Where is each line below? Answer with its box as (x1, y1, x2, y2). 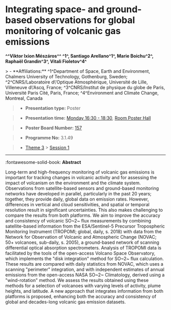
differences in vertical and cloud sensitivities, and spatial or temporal (5, 201, 150, 207)
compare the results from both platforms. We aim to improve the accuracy (5, 212, 160, 218)
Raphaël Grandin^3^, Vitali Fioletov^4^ (5, 58, 87, 64)
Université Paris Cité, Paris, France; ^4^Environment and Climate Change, (5, 90, 159, 96)
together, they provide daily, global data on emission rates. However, (5, 196, 149, 202)
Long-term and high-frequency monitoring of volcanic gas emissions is (5, 169, 155, 175)
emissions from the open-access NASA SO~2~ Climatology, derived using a (5, 271, 165, 278)
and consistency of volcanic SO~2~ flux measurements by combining (5, 217, 152, 223)
